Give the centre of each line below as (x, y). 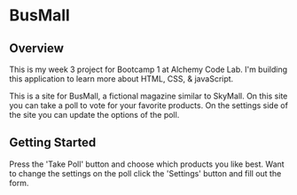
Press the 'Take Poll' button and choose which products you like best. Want (147, 164)
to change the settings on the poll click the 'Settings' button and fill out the (145, 173)
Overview (37, 48)
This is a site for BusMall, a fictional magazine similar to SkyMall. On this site (148, 96)
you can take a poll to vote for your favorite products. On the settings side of (148, 105)
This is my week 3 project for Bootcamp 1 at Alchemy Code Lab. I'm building (148, 69)
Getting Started (53, 143)
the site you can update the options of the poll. (94, 115)
